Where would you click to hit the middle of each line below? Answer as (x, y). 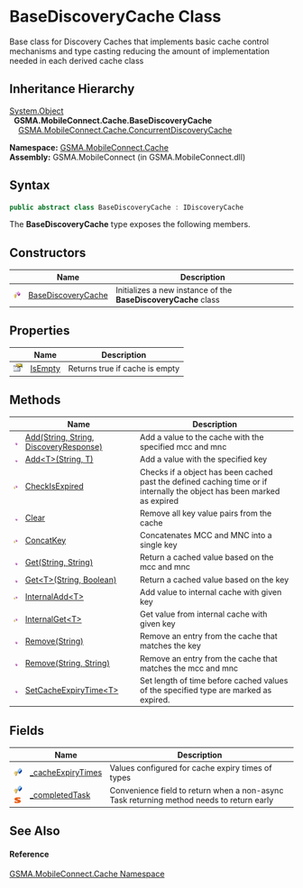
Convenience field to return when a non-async (197, 790)
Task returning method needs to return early (192, 800)
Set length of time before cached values (214, 680)
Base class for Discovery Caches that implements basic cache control (139, 41)
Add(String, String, (60, 437)
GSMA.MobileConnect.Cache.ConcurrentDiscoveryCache (125, 130)
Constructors (48, 253)
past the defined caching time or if (203, 481)
